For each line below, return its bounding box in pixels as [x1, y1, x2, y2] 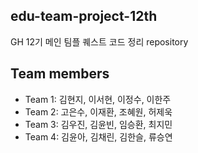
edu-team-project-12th [10, 8, 158, 25]
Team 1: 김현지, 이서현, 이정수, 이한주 [24, 93, 172, 105]
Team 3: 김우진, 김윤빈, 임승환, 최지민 [24, 118, 173, 130]
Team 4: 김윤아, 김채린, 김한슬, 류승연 [24, 130, 173, 143]
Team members [10, 65, 110, 83]
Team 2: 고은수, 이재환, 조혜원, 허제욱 [24, 105, 173, 118]
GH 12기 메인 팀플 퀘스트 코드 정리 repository [10, 35, 189, 48]
